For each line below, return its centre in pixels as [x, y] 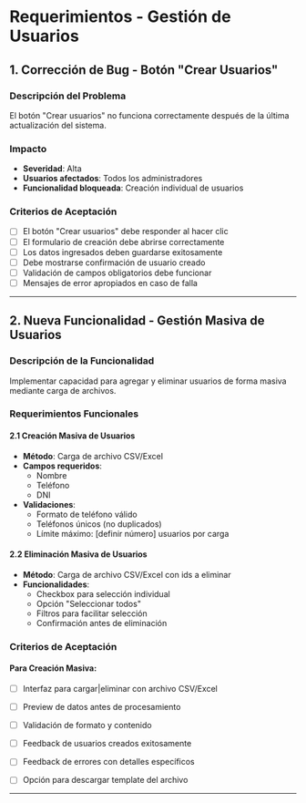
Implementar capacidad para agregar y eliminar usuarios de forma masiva [148, 381]
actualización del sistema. [58, 125]
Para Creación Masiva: [53, 668]
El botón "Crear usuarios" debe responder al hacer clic [126, 232]
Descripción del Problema [68, 96]
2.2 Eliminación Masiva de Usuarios [78, 554]
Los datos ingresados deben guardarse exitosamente [122, 252]
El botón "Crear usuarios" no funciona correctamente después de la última [149, 115]
